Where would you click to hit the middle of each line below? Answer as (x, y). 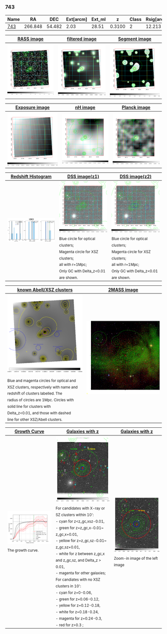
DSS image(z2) (135, 177)
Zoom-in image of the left (136, 558)
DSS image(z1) (83, 177)
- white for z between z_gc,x (80, 554)
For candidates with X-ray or (80, 508)
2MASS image (123, 289)
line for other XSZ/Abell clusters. (35, 419)
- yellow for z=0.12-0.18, (78, 606)
